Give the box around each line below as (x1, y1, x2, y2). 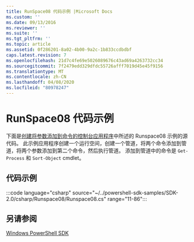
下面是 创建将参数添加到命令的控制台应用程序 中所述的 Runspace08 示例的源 (6, 132, 188, 139)
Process (6, 155, 25, 161)
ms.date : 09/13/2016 (6, 19, 57, 25)
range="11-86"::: (107, 195, 147, 202)
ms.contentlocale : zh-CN (6, 74, 67, 80)
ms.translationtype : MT (6, 69, 64, 74)
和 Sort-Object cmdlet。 (26, 154, 85, 161)
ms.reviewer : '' (6, 25, 46, 31)
